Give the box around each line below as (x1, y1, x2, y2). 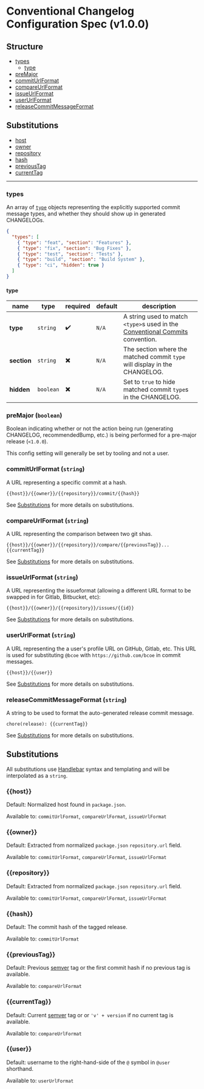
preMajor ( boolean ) (6, 411, 63, 420)
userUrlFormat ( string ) (6, 631, 76, 639)
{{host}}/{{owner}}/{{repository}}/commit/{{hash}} (6, 490, 140, 496)
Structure (6, 41, 44, 52)
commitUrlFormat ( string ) (6, 465, 85, 473)
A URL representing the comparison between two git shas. (6, 531, 153, 538)
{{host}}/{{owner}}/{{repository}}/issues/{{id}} (6, 605, 135, 611)
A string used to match (123, 312, 188, 321)
